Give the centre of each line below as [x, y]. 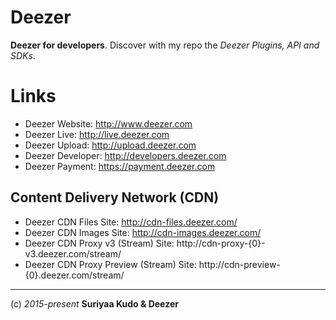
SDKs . [23, 55]
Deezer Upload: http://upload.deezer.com [110, 145]
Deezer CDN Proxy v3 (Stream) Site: [99, 243]
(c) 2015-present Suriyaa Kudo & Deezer [94, 303]
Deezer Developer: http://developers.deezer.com [125, 155]
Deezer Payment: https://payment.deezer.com [120, 166]
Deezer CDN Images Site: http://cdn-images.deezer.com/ [143, 232]
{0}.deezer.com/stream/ [74, 275]
